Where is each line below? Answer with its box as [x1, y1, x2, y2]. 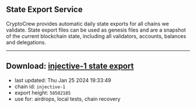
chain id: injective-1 [14, 83, 66, 90]
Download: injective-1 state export [6, 61, 134, 71]
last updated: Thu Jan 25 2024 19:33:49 [14, 76, 111, 83]
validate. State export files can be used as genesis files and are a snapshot [6, 26, 186, 33]
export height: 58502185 [14, 89, 71, 96]
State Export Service [6, 5, 83, 15]
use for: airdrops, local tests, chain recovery [14, 95, 121, 102]
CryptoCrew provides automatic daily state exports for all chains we [6, 20, 169, 27]
